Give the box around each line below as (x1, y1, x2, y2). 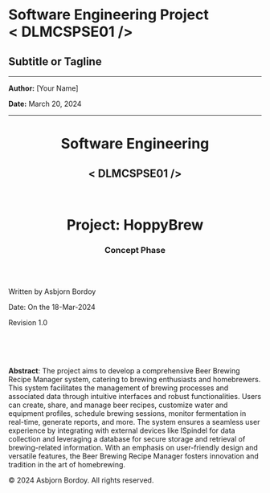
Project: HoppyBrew (66, 216, 204, 234)
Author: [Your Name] (8, 84, 79, 93)
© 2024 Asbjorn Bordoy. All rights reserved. (8, 475, 154, 485)
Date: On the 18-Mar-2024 (8, 303, 96, 312)
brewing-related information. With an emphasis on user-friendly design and (8, 443, 259, 453)
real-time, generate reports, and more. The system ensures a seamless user (8, 418, 260, 427)
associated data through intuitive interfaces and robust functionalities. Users (8, 392, 262, 401)
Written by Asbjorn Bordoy (8, 287, 96, 296)
